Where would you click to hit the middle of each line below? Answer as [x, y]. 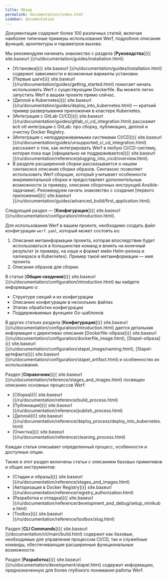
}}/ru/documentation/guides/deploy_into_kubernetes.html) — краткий [84, 106]
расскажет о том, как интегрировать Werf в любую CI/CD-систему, [84, 148]
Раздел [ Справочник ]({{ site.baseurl [44, 375]
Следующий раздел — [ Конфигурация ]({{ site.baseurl [63, 210]
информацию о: [22, 287]
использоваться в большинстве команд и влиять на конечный [79, 246]
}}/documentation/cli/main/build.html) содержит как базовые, [69, 534]
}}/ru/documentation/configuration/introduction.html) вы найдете [72, 282]
